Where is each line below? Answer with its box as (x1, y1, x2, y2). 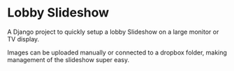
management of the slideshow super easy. (7, 55, 130, 63)
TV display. (7, 34, 40, 43)
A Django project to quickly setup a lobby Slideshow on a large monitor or (7, 28, 219, 36)
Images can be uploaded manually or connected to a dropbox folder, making (7, 48, 227, 57)
